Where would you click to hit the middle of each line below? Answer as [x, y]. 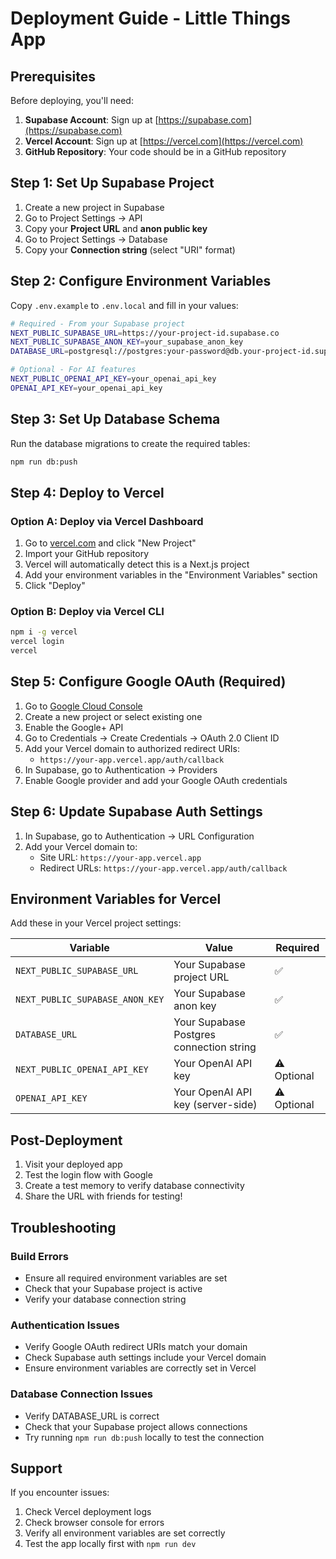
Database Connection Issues [82, 1394]
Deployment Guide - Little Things [151, 18]
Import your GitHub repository [87, 554]
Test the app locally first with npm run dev [110, 1544]
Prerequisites [53, 76]
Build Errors [39, 1256]
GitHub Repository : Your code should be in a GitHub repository [155, 151]
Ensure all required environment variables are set [126, 1278]
